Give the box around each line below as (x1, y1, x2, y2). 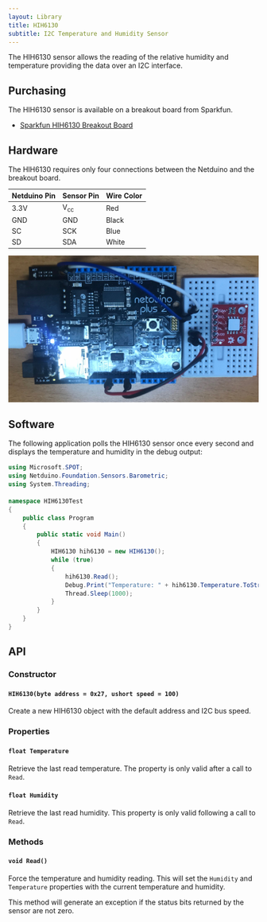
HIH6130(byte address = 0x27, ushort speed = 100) (8, 690, 180, 698)
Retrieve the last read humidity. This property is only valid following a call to (8, 807, 256, 817)
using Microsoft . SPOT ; (8, 464, 83, 472)
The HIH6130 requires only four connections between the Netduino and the (8, 165, 255, 174)
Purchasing (8, 84, 67, 97)
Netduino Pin (11, 191, 56, 200)
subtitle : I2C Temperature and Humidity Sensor (8, 29, 169, 37)
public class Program (22, 514, 94, 522)
